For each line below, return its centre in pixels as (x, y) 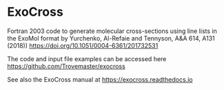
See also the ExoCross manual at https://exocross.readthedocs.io (100, 79)
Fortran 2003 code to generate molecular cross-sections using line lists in (112, 31)
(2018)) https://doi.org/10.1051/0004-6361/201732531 (83, 45)
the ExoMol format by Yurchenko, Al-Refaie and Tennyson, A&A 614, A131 (111, 38)
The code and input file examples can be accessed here (87, 58)
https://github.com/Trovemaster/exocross (66, 66)
